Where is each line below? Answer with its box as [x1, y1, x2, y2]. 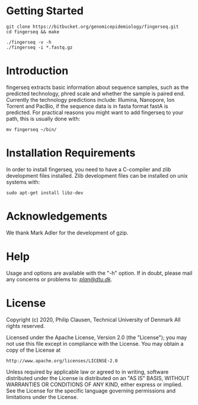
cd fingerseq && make [6, 28, 60, 35]
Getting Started [6, 4, 84, 18]
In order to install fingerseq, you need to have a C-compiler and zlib [6, 166, 171, 173]
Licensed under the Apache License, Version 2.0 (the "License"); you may [6, 333, 187, 341]
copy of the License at [6, 346, 61, 353]
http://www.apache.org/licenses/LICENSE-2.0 [6, 358, 118, 364]
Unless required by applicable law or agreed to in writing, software [6, 368, 169, 375]
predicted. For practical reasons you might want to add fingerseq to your [6, 108, 184, 116]
